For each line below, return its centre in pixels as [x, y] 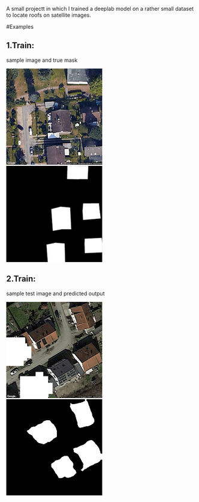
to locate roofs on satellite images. [49, 15]
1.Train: [20, 45]
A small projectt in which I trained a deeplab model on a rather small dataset [100, 9]
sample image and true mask [42, 60]
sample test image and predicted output [55, 293]
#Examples [20, 27]
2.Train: [21, 279]
